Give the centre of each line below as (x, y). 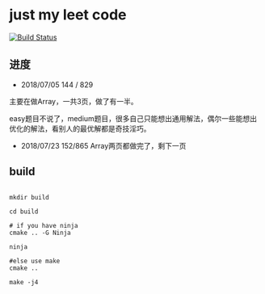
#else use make (35, 261)
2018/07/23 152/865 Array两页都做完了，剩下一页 (103, 145)
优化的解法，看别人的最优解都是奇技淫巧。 (80, 128)
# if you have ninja (44, 225)
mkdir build (29, 197)
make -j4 (24, 282)
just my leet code (68, 15)
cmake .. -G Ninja (40, 233)
